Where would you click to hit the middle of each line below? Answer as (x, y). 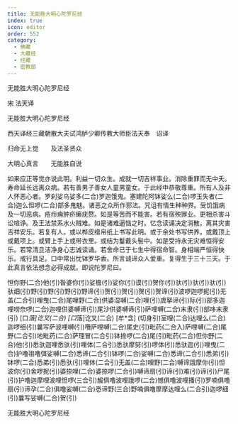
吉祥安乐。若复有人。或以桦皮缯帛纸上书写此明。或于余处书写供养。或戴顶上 (119, 232)
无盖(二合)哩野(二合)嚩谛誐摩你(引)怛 (171, 362)
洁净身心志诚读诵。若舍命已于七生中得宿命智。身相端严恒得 (131, 249)
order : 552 (23, 34)
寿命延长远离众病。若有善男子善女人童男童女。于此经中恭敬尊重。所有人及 (116, 187)
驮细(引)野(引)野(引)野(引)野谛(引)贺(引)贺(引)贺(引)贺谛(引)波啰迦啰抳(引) (114, 291)
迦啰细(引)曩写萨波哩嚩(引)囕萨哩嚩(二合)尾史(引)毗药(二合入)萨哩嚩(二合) (114, 327)
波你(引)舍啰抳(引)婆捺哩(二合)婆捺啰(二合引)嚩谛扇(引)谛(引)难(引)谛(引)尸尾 (119, 371)
